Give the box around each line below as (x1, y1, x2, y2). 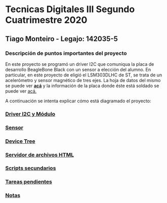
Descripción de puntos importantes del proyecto (5, 50, 128, 57)
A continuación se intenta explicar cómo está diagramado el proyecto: (5, 98, 151, 104)
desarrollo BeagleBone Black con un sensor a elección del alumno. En (5, 66, 151, 72)
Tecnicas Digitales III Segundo (5, 4, 135, 15)
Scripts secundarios (5, 165, 56, 172)
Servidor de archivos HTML (5, 151, 74, 158)
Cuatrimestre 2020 (5, 14, 88, 26)
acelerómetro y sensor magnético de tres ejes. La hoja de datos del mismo (5, 77, 161, 83)
